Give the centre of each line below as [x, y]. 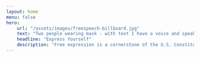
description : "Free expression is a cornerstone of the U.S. [94, 45]
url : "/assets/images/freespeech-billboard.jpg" [78, 28]
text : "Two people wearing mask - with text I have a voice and [98, 34]
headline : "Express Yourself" [54, 39]
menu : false [21, 17]
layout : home [22, 12]
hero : [13, 23]
